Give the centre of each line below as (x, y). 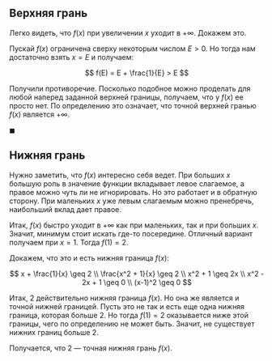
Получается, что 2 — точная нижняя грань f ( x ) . (91, 348)
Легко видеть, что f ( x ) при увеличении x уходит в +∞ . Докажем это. (128, 32)
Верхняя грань (49, 13)
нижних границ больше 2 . (54, 332)
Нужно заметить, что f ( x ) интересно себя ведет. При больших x (120, 175)
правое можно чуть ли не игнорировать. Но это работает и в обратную (133, 192)
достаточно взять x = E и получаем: (72, 57)
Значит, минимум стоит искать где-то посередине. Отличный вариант (131, 233)
